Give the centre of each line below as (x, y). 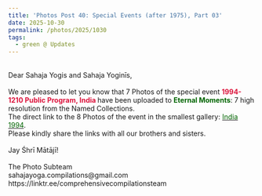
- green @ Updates (45, 45)
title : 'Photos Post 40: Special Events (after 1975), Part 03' (115, 15)
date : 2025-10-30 (36, 23)
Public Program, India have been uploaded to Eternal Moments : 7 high (140, 100)
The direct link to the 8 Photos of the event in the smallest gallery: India (123, 117)
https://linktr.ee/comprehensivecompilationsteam (87, 183)
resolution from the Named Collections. (71, 109)
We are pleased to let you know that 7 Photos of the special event (114, 92)
